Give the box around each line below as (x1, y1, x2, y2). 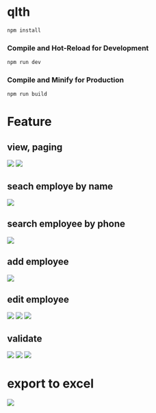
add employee (7, 256, 70, 268)
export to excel (7, 376, 94, 392)
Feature (7, 114, 52, 129)
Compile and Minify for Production (7, 75, 125, 85)
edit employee (7, 293, 70, 305)
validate (7, 332, 42, 344)
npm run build (7, 91, 48, 98)
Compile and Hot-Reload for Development (7, 43, 149, 52)
